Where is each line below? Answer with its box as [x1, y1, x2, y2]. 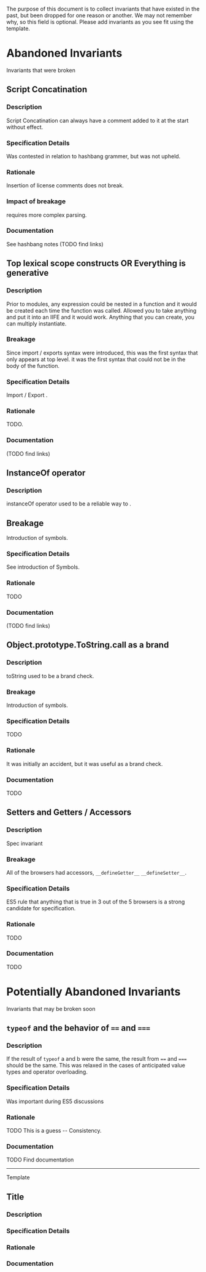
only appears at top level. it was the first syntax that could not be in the [6, 356, 186, 363]
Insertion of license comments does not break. [6, 182, 124, 189]
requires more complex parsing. [6, 211, 87, 219]
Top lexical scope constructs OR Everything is [6, 258, 186, 269]
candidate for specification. [6, 905, 76, 912]
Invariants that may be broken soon [6, 1005, 96, 1012]
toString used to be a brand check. [6, 672, 94, 679]
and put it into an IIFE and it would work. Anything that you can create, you [6, 313, 195, 321]
